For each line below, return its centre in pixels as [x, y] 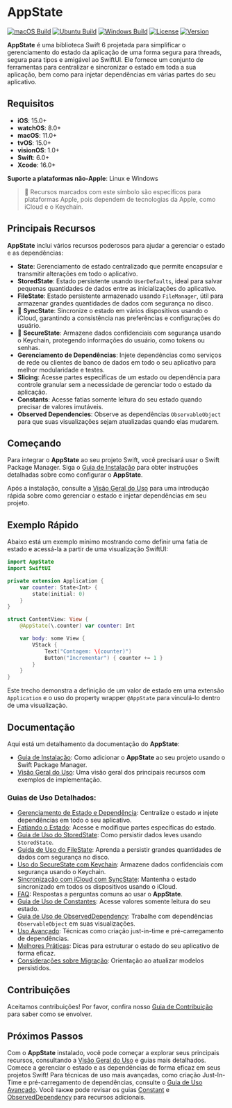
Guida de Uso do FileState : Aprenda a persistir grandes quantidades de [119, 850]
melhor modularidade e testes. [61, 370]
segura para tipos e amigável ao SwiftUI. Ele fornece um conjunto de [105, 59]
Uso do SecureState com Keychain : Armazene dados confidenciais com [120, 864]
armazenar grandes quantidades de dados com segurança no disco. [115, 303]
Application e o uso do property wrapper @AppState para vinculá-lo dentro [114, 698]
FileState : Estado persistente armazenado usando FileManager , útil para [120, 296]
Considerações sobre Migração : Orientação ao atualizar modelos [110, 960]
